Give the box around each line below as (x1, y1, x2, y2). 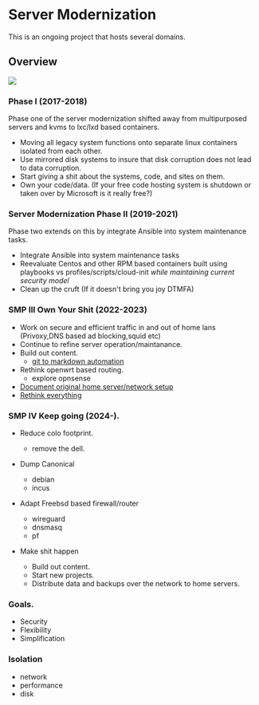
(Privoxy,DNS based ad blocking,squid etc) (19, 331, 161, 341)
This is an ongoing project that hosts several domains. (8, 32, 186, 41)
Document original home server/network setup (19, 381, 174, 392)
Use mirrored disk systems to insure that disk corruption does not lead (19, 155, 252, 164)
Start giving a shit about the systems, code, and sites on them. (19, 171, 226, 181)
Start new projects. (31, 570, 95, 580)
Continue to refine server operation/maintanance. (19, 339, 183, 349)
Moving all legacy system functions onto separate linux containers (19, 138, 237, 148)
